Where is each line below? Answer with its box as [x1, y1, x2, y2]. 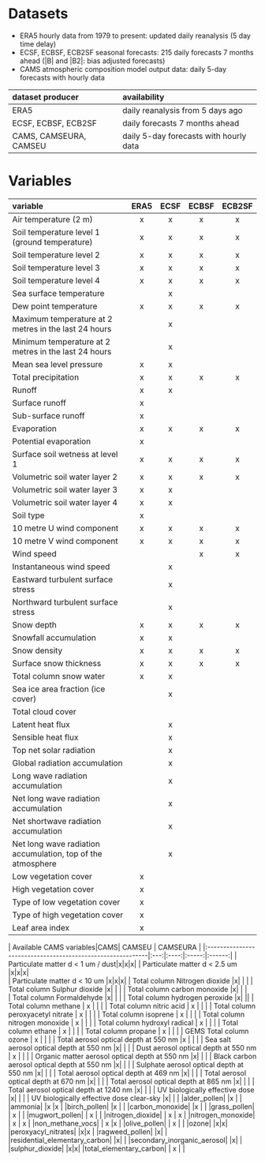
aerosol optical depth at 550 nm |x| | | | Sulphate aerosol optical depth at [8, 1059, 244, 1069]
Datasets [8, 5, 69, 23]
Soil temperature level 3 [12, 262, 100, 273]
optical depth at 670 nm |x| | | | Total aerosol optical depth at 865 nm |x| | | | [8, 1077, 255, 1086]
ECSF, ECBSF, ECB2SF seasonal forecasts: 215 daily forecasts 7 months [19, 47, 254, 57]
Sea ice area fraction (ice [12, 683, 106, 695]
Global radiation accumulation [12, 757, 123, 768]
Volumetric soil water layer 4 [12, 496, 118, 507]
